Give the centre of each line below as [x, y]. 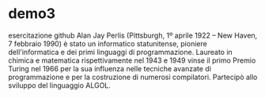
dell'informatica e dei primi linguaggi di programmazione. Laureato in [121, 52]
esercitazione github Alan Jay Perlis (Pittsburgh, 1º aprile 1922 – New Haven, [133, 35]
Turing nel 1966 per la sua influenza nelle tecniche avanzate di [110, 68]
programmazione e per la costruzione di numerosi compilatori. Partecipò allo [133, 77]
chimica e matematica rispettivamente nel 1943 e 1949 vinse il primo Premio [132, 60]
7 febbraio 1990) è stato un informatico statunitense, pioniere [108, 43]
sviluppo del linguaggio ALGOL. [59, 85]
